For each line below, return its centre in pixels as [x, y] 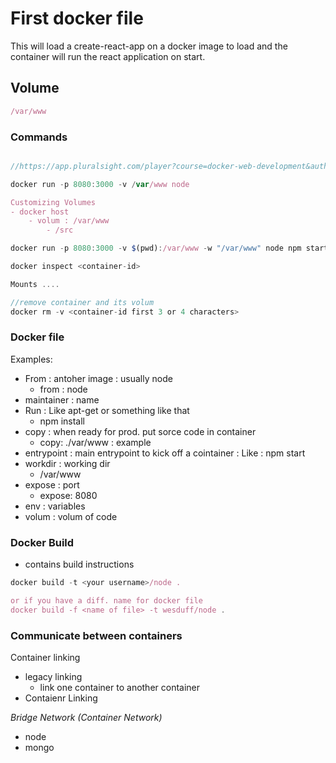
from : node [63, 389]
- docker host [40, 212]
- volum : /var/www [69, 221]
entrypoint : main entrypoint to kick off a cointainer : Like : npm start [165, 453]
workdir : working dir [67, 463]
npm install [62, 421]
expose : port [52, 484]
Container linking [45, 658]
